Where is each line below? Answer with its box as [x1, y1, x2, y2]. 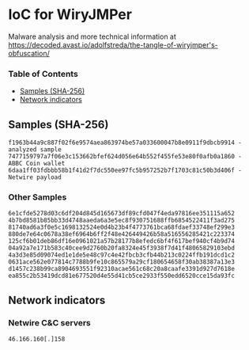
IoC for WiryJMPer [8, 6, 133, 24]
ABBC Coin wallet [8, 160, 66, 168]
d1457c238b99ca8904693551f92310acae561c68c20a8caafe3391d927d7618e [8, 265, 236, 273]
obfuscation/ [8, 48, 50, 58]
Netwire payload [8, 173, 62, 181]
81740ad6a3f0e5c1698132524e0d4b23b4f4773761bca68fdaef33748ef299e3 [8, 223, 236, 231]
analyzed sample [8, 146, 62, 154]
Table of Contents [8, 68, 79, 79]
